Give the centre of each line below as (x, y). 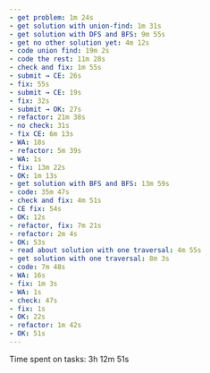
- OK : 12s (28, 217)
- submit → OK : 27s (46, 109)
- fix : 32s (29, 101)
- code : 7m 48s (38, 267)
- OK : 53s (28, 242)
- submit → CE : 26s (46, 76)
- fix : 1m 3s (34, 284)
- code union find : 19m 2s (59, 51)
